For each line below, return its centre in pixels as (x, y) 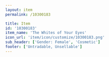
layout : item (19, 10)
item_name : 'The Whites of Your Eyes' (46, 33)
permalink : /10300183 (28, 14)
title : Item (18, 23)
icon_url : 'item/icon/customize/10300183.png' (55, 37)
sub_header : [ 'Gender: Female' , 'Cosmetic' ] (53, 42)
